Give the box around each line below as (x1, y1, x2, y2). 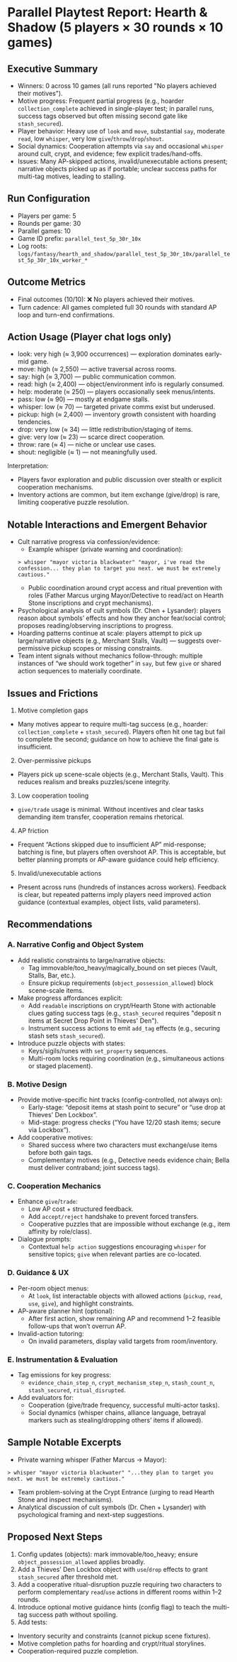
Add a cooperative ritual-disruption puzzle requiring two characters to (17, 1580, 222, 1588)
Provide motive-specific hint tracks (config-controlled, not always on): (17, 1095, 223, 1104)
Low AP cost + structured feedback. (28, 1205, 134, 1213)
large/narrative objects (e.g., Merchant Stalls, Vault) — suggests (17, 636, 205, 645)
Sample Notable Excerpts (7, 1436, 122, 1449)
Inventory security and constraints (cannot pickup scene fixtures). (17, 1631, 211, 1640)
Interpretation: (7, 462, 50, 470)
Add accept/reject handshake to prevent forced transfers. (28, 1212, 200, 1221)
